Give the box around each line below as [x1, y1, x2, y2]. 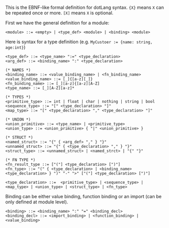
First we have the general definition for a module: [5, 20, 109, 26]
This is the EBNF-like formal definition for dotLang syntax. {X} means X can [5, 5, 164, 10]
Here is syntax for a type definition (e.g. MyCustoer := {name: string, [5, 39, 153, 45]
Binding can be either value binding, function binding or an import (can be [5, 194, 162, 199]
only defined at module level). [5, 199, 68, 205]
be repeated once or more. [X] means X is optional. [5, 10, 114, 16]
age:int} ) [5, 44, 26, 50]
